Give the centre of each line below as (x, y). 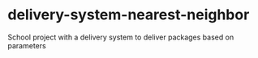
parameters (27, 45)
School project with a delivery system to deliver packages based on (121, 37)
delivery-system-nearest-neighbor (129, 15)
